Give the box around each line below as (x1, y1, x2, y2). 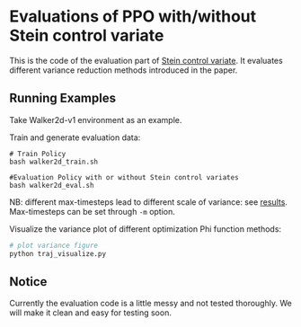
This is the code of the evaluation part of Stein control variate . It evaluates (9, 55, 283, 66)
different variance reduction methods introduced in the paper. (9, 65, 238, 75)
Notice (9, 274, 48, 289)
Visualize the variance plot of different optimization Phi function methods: (9, 223, 281, 234)
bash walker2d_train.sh (9, 157, 99, 166)
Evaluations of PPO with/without (9, 6, 257, 27)
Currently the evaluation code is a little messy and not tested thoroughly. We (9, 298, 292, 309)
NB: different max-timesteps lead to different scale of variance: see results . (9, 196, 288, 208)
